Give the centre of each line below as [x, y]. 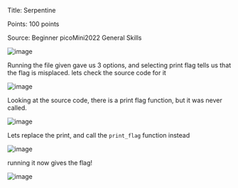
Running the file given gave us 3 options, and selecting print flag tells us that [119, 65]
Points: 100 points [33, 24]
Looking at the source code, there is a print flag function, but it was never [115, 100]
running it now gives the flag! [50, 163]
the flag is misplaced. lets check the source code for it [87, 73]
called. [17, 108]
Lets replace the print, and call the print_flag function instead [99, 135]
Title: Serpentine [32, 10]
